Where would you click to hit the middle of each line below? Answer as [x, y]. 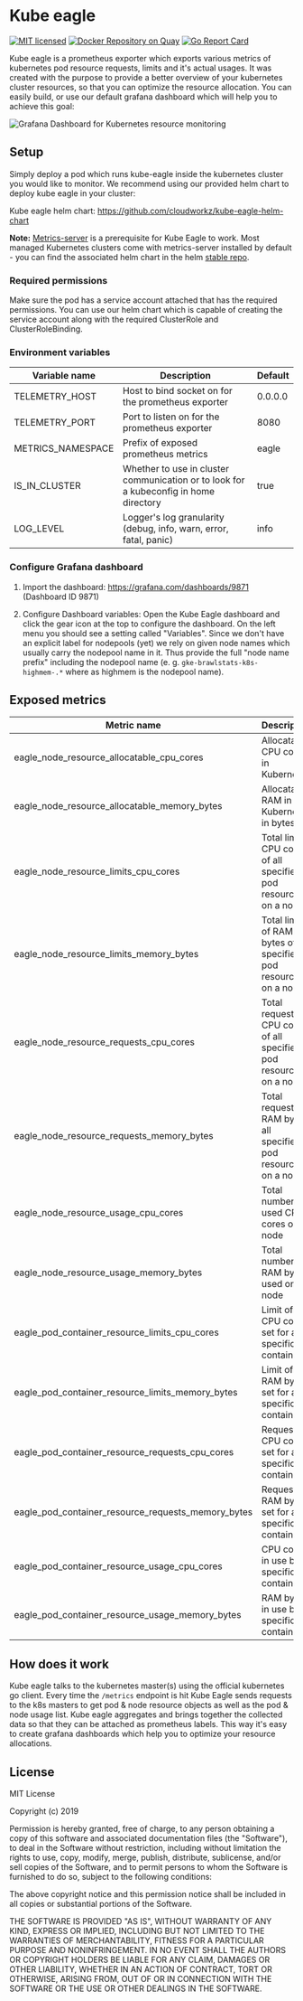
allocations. [31, 1743]
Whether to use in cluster [176, 469]
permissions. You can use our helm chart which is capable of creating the [146, 310]
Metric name [133, 726]
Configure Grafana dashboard [76, 568]
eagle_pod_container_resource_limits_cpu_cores [116, 1332]
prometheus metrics [165, 455]
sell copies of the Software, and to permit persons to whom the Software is [149, 1867]
